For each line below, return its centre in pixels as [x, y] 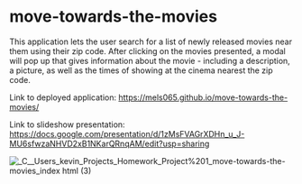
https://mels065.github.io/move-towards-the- [203, 97]
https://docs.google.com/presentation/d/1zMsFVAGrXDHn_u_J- [127, 133]
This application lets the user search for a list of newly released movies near [151, 41]
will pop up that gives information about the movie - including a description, [150, 60]
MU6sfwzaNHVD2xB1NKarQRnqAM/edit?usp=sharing [110, 143]
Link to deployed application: [63, 97]
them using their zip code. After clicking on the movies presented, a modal [147, 51]
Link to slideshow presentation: [67, 124]
